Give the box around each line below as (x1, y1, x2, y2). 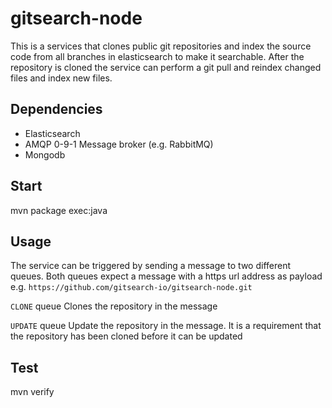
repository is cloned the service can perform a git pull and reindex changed (10, 61, 322, 73)
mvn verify (10, 386, 55, 398)
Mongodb (24, 148, 66, 161)
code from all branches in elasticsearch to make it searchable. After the (10, 50, 305, 62)
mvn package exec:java (10, 204, 108, 216)
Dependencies (10, 101, 103, 118)
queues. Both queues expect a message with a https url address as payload (10, 270, 323, 282)
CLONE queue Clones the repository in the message (10, 300, 218, 312)
